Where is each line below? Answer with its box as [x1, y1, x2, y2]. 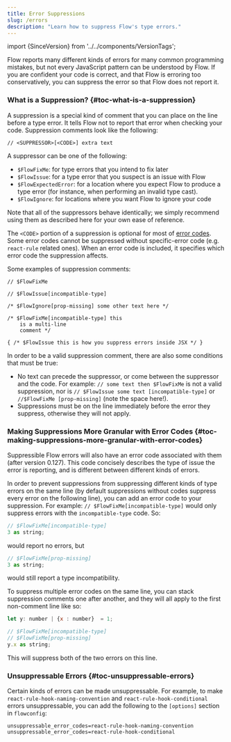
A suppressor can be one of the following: [7, 151, 127, 160]
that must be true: [7, 358, 58, 367]
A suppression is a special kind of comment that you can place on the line [7, 111, 219, 119]
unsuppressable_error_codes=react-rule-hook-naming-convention [7, 723, 194, 729]
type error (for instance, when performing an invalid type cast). [17, 187, 198, 196]
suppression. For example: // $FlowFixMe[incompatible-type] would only [7, 501, 217, 510]
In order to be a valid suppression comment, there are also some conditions [7, 351, 223, 359]
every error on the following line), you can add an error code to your [7, 494, 202, 502]
